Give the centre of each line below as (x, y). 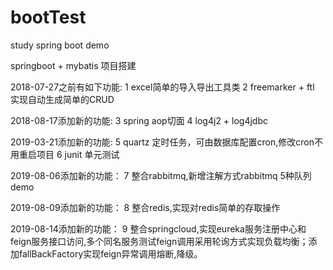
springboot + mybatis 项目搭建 (73, 65)
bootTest (48, 17)
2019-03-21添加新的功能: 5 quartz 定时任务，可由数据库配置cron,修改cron (162, 142)
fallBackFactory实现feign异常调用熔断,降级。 (110, 253)
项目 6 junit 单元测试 (78, 154)
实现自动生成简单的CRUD (62, 99)
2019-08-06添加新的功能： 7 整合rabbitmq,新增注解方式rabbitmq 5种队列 (161, 175)
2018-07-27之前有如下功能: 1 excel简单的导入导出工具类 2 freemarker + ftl (162, 87)
